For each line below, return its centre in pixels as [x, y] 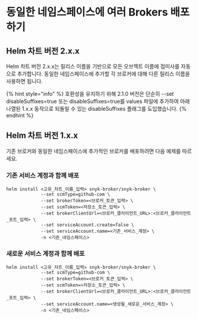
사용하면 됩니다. [25, 81]
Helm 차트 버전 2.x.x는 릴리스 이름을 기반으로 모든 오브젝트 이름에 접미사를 [93, 66]
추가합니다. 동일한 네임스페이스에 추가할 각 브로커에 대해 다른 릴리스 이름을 [103, 74]
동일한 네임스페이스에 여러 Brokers [87, 12]
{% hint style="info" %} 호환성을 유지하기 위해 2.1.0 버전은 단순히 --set [90, 94]
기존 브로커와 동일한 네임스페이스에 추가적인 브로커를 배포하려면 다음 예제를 [94, 151]
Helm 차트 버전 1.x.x [42, 135]
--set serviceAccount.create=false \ [87, 225]
